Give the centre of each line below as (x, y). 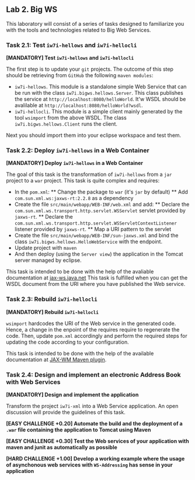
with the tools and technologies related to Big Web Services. (79, 30)
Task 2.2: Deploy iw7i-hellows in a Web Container (78, 150)
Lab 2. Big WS (32, 10)
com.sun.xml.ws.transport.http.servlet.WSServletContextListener (95, 224)
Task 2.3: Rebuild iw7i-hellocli (52, 299)
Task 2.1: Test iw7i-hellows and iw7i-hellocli (72, 45)
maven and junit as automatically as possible (62, 447)
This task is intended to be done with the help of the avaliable (80, 272)
